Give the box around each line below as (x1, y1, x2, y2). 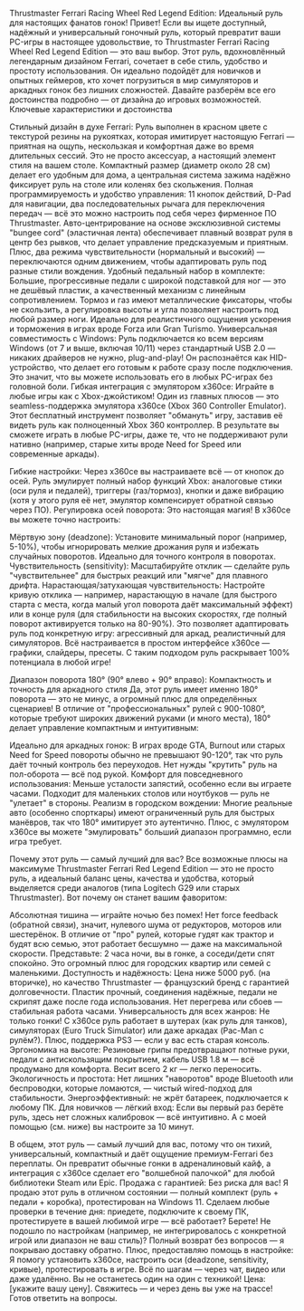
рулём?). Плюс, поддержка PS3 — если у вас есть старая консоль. (9, 1035, 270, 1045)
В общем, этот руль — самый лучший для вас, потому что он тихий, (9, 1139, 273, 1149)
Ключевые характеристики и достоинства (9, 104, 174, 114)
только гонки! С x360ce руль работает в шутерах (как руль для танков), (9, 1016, 288, 1026)
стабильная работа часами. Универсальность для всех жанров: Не (9, 1006, 271, 1017)
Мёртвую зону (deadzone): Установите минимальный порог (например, (9, 531, 288, 542)
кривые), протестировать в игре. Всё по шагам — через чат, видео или (9, 1264, 286, 1275)
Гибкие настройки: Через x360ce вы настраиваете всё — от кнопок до (9, 466, 285, 476)
